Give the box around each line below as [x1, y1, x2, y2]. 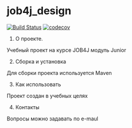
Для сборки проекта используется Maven [6, 69, 113, 76]
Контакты [15, 103, 40, 110]
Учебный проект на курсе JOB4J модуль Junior [6, 46, 126, 54]
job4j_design [6, 4, 71, 18]
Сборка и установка [15, 58, 67, 65]
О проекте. [15, 35, 43, 42]
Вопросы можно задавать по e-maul [6, 115, 99, 122]
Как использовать [15, 81, 61, 88]
